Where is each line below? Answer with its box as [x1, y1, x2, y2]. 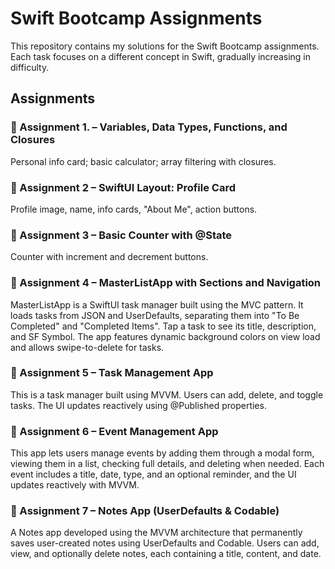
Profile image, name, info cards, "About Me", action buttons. [10, 203, 258, 215]
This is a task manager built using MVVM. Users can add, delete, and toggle [10, 388, 324, 401]
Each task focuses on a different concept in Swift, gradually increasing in [10, 50, 312, 62]
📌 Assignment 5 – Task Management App [10, 366, 214, 380]
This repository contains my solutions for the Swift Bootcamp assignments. [10, 40, 320, 52]
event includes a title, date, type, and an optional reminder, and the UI [10, 468, 297, 481]
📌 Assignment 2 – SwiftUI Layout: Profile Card [10, 180, 236, 194]
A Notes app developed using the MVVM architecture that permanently [10, 527, 303, 539]
